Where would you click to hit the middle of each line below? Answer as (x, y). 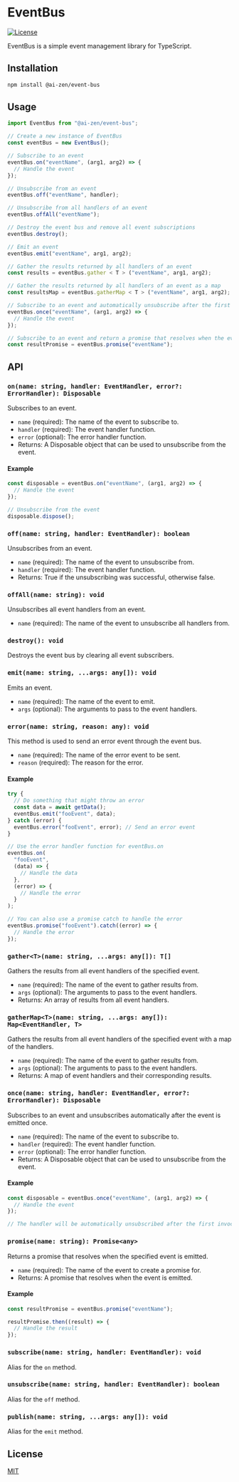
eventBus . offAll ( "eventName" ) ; (54, 214)
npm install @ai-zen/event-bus (54, 85)
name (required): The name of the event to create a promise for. (109, 1270)
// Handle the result (46, 1328)
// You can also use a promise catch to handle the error (95, 919)
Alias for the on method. (42, 1367)
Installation (33, 68)
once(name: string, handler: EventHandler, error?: (99, 1093)
